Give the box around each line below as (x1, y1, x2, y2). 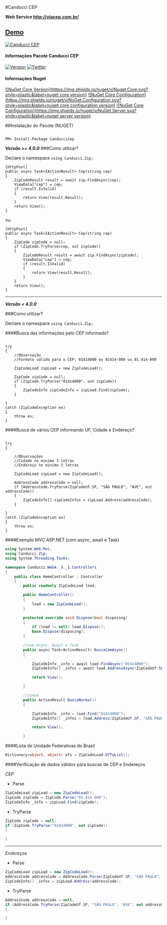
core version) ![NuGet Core (59, 92, 115, 98)
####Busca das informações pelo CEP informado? (5, 330, 109, 336)
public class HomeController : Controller (14, 574, 103, 579)
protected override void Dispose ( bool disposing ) (23, 615, 128, 620)
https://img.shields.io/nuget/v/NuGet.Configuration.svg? (6, 97, 122, 103)
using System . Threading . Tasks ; (5, 556, 70, 561)
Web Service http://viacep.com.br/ (5, 14, 80, 19)
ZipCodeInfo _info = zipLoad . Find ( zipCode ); (5, 799, 99, 804)
